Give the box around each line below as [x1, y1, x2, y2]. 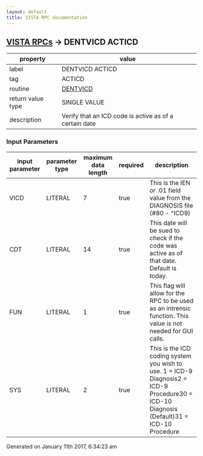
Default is [149, 264, 177, 272]
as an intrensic [149, 304, 192, 312]
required [118, 161, 144, 169]
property [19, 55, 46, 64]
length [88, 168, 108, 177]
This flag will [149, 281, 185, 290]
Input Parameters [6, 137, 59, 146]
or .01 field [149, 186, 181, 194]
